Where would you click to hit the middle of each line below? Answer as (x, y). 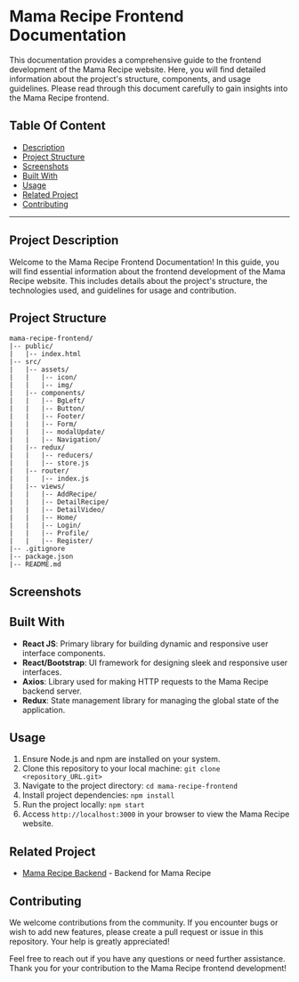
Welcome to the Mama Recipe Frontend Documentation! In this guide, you (145, 262)
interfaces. (42, 672)
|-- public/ (31, 346)
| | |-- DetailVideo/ (57, 510)
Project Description (64, 241)
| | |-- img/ (41, 385)
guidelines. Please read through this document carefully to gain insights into (149, 88)
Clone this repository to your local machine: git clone (121, 768)
